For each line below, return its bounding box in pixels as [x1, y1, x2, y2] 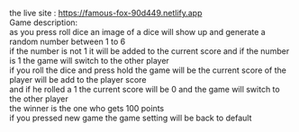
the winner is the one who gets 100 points [9, 103, 165, 113]
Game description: [9, 17, 78, 28]
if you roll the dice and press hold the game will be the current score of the [9, 65, 286, 75]
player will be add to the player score [9, 75, 147, 84]
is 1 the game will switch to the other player [9, 56, 169, 66]
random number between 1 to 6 [9, 36, 126, 47]
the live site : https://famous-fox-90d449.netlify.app [9, 8, 203, 18]
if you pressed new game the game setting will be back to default [9, 112, 252, 123]
